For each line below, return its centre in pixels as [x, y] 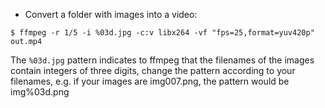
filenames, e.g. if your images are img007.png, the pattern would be [150, 81]
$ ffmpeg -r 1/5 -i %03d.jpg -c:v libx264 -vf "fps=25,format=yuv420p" [162, 33]
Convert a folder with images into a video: [111, 14]
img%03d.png [40, 92]
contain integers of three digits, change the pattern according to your [153, 70]
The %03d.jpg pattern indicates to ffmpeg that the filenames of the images [162, 60]
